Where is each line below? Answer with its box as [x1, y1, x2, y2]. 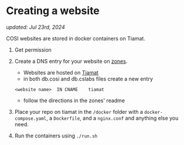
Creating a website [6, 4, 100, 18]
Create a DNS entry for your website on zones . [14, 58, 128, 65]
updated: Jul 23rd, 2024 [6, 23, 66, 31]
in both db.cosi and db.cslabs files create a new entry [23, 75, 154, 82]
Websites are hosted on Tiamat [23, 69, 98, 76]
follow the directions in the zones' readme [23, 97, 125, 104]
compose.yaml [14, 116, 47, 122]
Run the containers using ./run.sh [14, 132, 98, 139]
